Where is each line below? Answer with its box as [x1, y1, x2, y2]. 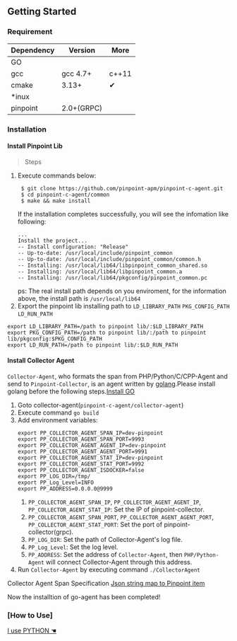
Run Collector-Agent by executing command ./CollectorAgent [17, 565, 201, 574]
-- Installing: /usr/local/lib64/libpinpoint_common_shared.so [17, 262, 208, 269]
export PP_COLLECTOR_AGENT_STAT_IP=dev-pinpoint [17, 454, 164, 462]
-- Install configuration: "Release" [17, 243, 129, 250]
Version [68, 45, 96, 55]
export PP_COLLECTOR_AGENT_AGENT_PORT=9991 [17, 449, 148, 456]
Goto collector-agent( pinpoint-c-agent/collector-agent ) [17, 401, 184, 410]
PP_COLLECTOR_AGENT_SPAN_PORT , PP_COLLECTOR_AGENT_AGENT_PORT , [28, 513, 214, 521]
